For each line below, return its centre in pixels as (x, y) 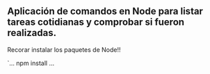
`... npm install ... (31, 63)
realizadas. (32, 33)
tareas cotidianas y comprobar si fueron (96, 22)
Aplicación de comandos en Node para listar (105, 11)
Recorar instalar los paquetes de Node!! (64, 49)
